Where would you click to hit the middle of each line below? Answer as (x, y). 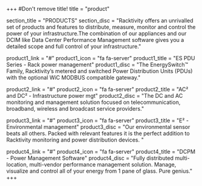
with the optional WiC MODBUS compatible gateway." (74, 77)
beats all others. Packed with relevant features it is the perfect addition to (98, 133)
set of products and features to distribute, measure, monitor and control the (101, 27)
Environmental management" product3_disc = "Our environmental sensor (98, 127)
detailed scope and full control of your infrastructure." (74, 46)
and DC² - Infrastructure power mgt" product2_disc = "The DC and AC (95, 96)
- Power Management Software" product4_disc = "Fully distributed (90, 158)
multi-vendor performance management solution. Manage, (103, 164)
